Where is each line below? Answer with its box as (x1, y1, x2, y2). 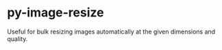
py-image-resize (7, 5, 104, 21)
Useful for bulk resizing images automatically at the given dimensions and (7, 27, 216, 36)
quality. (7, 34, 28, 42)
